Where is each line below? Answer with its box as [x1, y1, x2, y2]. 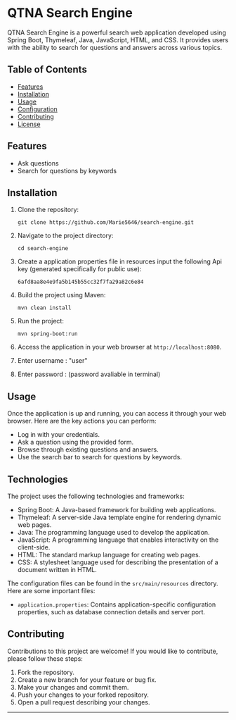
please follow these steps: [7, 654, 83, 663]
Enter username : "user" [17, 356, 88, 365]
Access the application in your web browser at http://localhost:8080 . [17, 343, 222, 352]
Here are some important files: [7, 587, 96, 595]
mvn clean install [17, 304, 72, 311]
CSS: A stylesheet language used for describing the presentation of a [17, 558, 219, 566]
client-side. [17, 543, 51, 551]
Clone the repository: [17, 206, 79, 214]
